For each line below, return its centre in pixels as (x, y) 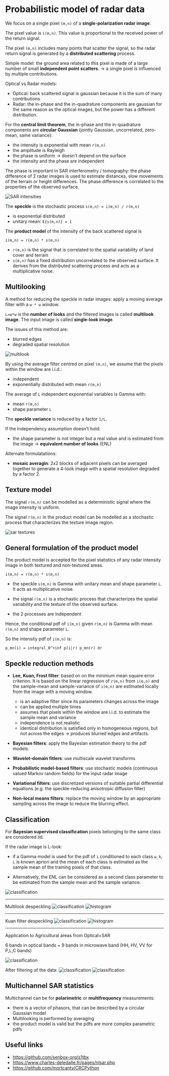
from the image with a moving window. (53, 692)
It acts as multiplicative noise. (43, 589)
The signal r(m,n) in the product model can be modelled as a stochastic (80, 517)
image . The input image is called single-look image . (60, 319)
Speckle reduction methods (50, 664)
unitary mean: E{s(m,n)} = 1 (42, 221)
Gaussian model (29, 1013)
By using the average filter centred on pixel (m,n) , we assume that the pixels (84, 364)
